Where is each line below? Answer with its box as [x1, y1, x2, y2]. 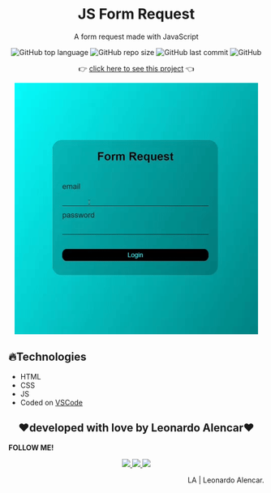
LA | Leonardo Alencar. [187, 475, 265, 485]
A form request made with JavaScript [74, 32, 199, 41]
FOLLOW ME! [8, 443, 54, 452]
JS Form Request [77, 5, 196, 24]
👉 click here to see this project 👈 [78, 63, 195, 73]
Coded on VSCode [19, 397, 84, 407]
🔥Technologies [8, 350, 87, 364]
